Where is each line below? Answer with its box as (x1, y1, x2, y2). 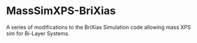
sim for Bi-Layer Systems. (6, 29, 70, 37)
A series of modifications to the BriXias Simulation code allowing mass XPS (6, 24, 191, 31)
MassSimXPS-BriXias (6, 4, 116, 18)
